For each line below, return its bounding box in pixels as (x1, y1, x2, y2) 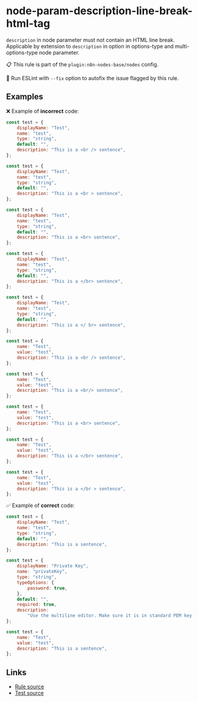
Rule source (14, 683, 44, 690)
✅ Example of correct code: (6, 502, 75, 509)
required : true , (17, 602, 58, 608)
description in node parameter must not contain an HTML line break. (6, 36, 175, 43)
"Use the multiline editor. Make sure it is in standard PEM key (27, 612, 193, 619)
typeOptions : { (17, 579, 55, 585)
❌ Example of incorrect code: (6, 107, 79, 114)
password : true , (27, 585, 68, 591)
